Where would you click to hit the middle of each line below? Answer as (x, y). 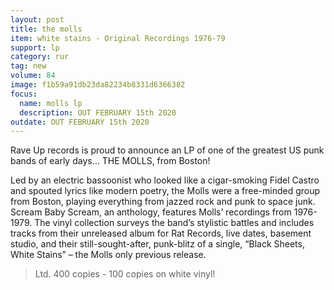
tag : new (28, 66)
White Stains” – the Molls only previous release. (108, 255)
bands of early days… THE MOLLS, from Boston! (110, 161)
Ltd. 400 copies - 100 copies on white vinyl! (125, 274)
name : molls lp (51, 103)
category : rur (40, 57)
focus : (24, 94)
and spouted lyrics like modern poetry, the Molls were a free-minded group (165, 191)
